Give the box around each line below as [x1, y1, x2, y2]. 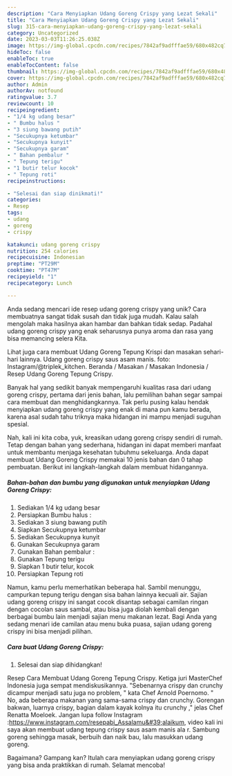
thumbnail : [7, 68, 39, 75]
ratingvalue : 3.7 [7, 94, 57, 101]
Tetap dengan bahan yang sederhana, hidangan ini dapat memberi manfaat [7, 440, 222, 449]
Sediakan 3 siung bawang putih [17, 518, 107, 526]
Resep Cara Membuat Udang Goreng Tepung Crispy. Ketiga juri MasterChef [7, 674, 223, 682]
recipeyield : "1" [7, 273, 57, 280]
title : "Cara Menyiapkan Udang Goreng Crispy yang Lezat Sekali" [7, 17, 199, 24]
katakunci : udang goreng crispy [7, 241, 100, 248]
